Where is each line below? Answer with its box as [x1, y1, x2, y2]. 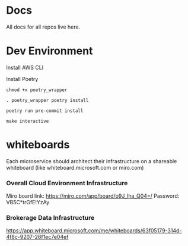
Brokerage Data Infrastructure [6, 214, 95, 222]
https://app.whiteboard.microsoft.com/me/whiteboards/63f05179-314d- [6, 227, 182, 234]
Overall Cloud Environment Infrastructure [6, 179, 128, 187]
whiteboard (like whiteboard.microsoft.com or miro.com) [6, 164, 144, 171]
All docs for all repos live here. [6, 23, 81, 30]
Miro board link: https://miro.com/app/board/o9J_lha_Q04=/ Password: [6, 192, 180, 200]
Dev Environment [6, 44, 93, 58]
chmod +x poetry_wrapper [6, 87, 68, 93]
